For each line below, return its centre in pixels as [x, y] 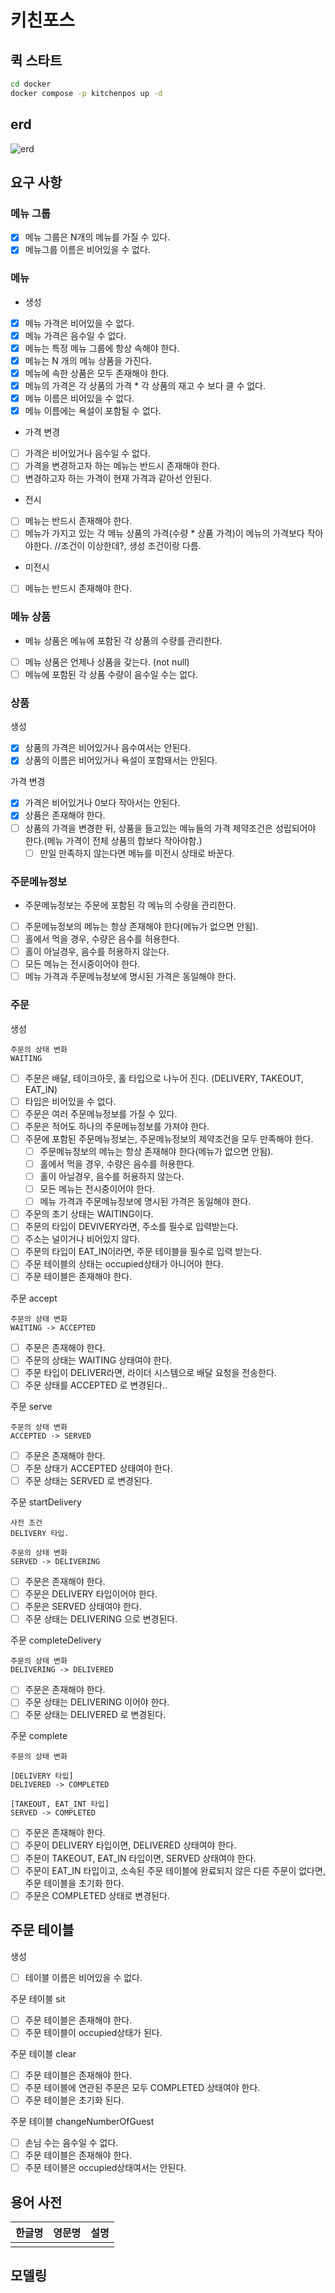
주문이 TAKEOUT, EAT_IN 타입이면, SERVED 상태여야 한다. [140, 1858]
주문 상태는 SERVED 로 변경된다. [88, 1480]
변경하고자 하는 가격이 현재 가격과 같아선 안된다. [118, 478]
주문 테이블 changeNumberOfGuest [82, 2121]
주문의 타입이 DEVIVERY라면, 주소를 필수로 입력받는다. [131, 1227]
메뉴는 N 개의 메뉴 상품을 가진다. [88, 360]
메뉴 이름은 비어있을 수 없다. [79, 398]
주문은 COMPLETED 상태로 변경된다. [97, 1895]
